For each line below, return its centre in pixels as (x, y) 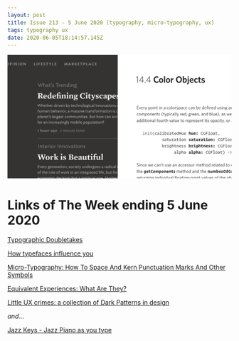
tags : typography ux (38, 30)
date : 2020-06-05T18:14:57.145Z (55, 38)
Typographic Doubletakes (45, 240)
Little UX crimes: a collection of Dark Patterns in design (88, 303)
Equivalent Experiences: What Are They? (67, 289)
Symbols (20, 275)
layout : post (27, 15)
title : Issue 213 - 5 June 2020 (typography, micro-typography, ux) (111, 22)
